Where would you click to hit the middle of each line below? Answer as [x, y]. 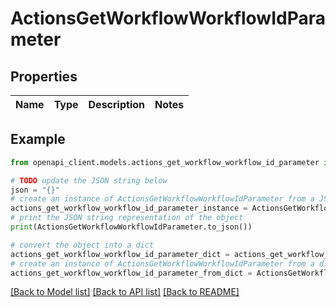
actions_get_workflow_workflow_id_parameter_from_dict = [131, 273]
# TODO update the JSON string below [89, 180]
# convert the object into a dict [82, 245]
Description [116, 104]
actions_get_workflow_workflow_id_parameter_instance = [129, 208]
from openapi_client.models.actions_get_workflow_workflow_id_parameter [165, 162]
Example [38, 139]
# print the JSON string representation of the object [127, 218]
